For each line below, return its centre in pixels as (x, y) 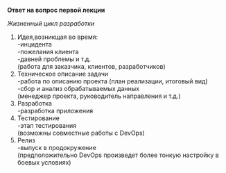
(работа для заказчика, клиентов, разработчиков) (91, 66)
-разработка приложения (55, 111)
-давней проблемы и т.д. (54, 59)
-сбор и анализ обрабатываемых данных (78, 89)
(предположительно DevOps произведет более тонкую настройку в (118, 155)
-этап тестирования (47, 125)
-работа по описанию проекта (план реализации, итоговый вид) (112, 81)
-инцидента (34, 44)
